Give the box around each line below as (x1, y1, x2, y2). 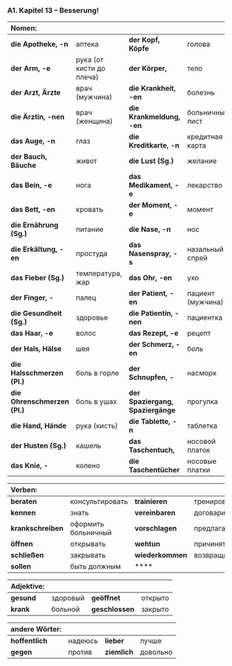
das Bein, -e (10, 181, 52, 190)
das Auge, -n (10, 136, 56, 146)
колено (75, 461, 100, 471)
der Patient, (128, 289, 168, 298)
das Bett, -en (10, 205, 55, 215)
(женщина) (75, 116, 113, 126)
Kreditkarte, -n (128, 141, 180, 150)
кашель (75, 441, 101, 451)
